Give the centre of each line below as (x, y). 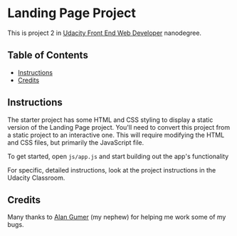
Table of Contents (48, 55)
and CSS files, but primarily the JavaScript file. (76, 142)
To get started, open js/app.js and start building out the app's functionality (118, 156)
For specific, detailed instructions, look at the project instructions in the (112, 170)
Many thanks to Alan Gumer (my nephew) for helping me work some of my (117, 217)
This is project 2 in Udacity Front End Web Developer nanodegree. (104, 33)
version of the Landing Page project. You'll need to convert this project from (118, 127)
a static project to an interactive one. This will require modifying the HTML (116, 135)
